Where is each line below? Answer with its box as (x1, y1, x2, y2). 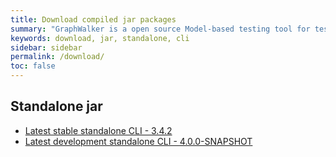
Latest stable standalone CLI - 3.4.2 (24, 124, 173, 136)
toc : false (10, 61, 56, 71)
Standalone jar (10, 98, 103, 115)
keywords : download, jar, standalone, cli (10, 33, 190, 43)
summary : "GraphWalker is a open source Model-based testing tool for (10, 24, 311, 34)
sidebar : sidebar (10, 42, 83, 53)
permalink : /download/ (10, 52, 105, 62)
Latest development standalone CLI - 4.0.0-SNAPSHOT (24, 135, 253, 147)
